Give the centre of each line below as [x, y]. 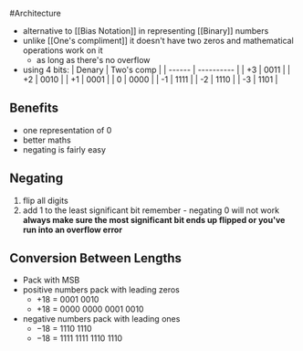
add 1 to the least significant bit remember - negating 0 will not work [151, 210]
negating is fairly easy [64, 149]
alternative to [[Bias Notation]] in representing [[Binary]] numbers [146, 31]
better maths [47, 140]
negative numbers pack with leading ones [101, 319]
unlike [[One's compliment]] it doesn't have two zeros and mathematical [158, 41]
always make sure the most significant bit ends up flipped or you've [154, 219]
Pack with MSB [51, 280]
